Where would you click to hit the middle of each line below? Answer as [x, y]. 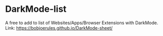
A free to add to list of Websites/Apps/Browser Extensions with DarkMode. [82, 23]
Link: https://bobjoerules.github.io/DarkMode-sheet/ [59, 28]
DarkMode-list [36, 9]
